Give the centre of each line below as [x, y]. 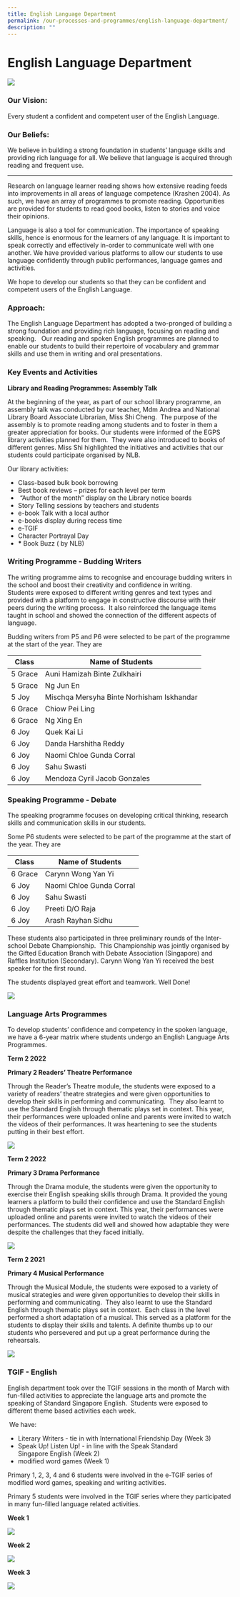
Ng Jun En [62, 685]
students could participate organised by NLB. [74, 455]
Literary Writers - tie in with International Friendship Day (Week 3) [114, 1438]
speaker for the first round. [47, 968]
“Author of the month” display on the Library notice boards [106, 498]
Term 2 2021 [26, 1260]
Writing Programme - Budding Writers [75, 561]
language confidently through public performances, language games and [115, 260]
